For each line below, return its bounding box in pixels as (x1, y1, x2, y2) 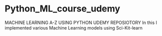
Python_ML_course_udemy (4, 3, 120, 14)
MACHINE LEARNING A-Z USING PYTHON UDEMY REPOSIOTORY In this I (4, 19, 157, 25)
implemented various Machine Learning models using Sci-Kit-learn (4, 24, 143, 30)
